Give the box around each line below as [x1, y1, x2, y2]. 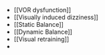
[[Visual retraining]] [13, 35, 69, 43]
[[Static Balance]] [13, 21, 64, 28]
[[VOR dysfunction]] [13, 6, 71, 14]
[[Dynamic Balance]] [13, 27, 73, 36]
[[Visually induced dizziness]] [13, 13, 99, 21]
